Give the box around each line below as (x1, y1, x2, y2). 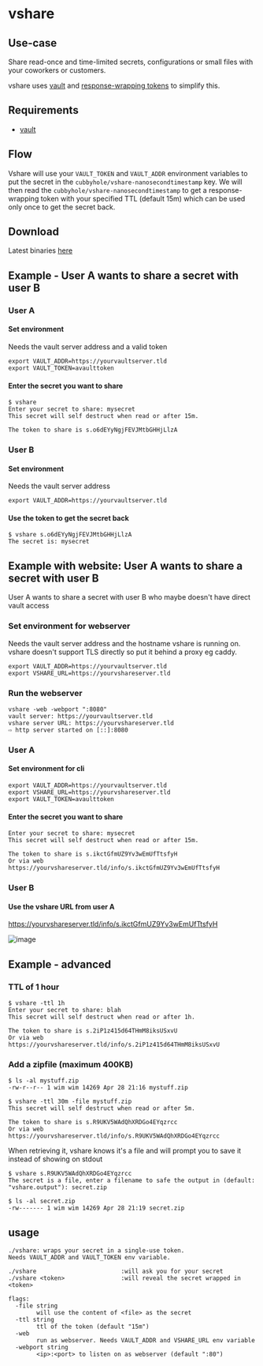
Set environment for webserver (8, 621, 131, 632)
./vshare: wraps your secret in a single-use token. (8, 1247, 185, 1255)
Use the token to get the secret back (8, 513, 130, 522)
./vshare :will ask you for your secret (8, 1267, 224, 1276)
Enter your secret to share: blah (8, 1007, 122, 1014)
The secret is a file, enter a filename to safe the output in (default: (8, 1176, 256, 1185)
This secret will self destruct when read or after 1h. (8, 1013, 195, 1022)
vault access (8, 601, 50, 611)
